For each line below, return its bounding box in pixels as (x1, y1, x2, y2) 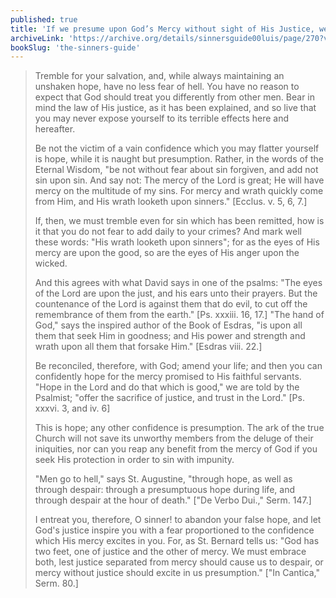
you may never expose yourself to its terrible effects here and (34, 112, 290, 125)
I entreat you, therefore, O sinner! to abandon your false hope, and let (34, 514, 322, 526)
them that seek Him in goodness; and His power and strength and (34, 330, 306, 342)
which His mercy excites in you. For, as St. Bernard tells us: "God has (34, 535, 320, 547)
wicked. (34, 257, 68, 270)
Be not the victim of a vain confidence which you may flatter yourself (34, 142, 320, 155)
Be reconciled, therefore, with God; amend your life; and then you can (34, 360, 323, 372)
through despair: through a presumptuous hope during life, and (34, 484, 295, 496)
